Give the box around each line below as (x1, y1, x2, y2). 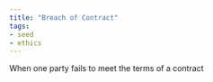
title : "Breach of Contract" (9, 13, 119, 23)
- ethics (9, 38, 42, 48)
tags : (9, 22, 30, 31)
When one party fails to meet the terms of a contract (9, 63, 204, 74)
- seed (9, 30, 34, 39)
